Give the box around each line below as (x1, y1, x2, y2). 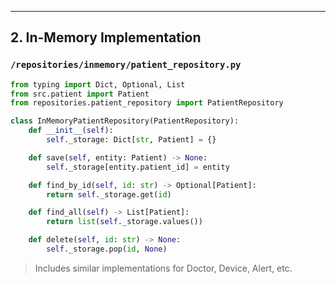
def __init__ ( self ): (28, 126, 114, 136)
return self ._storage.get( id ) (46, 189, 172, 200)
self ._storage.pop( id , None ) (46, 244, 168, 255)
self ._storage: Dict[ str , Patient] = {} (46, 135, 217, 145)
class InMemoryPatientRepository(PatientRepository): (10, 116, 240, 126)
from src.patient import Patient (10, 89, 150, 99)
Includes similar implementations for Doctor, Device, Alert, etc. (34, 262, 293, 274)
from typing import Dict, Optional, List (10, 79, 186, 90)
